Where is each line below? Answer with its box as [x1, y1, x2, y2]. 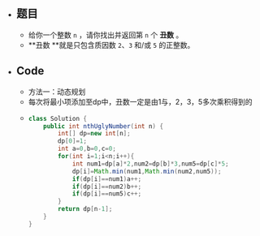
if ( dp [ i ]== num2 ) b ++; [71, 182, 142, 191]
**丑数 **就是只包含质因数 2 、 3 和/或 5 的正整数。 [28, 40, 195, 49]
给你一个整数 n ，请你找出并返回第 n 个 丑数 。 [28, 30, 184, 40]
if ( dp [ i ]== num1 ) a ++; [71, 174, 142, 183]
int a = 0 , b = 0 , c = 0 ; [57, 144, 116, 153]
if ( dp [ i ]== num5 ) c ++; [71, 190, 142, 198]
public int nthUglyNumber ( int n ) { [43, 122, 164, 131]
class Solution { [28, 114, 88, 122]
